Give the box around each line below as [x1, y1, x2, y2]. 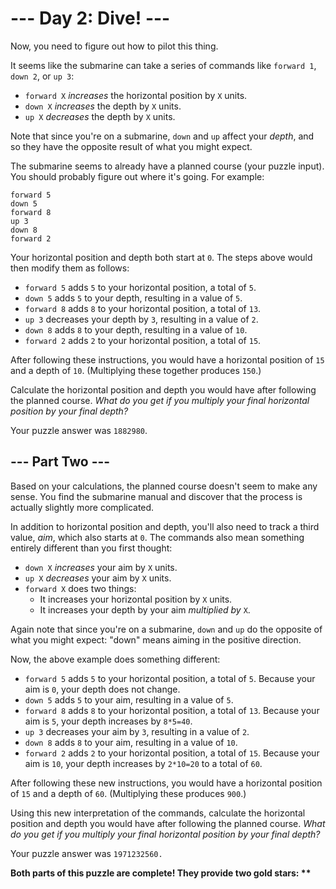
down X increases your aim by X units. [24, 561, 178, 573]
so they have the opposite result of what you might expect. [10, 140, 253, 152]
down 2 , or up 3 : [10, 70, 75, 82]
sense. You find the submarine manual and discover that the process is [10, 490, 303, 502]
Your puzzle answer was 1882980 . [10, 424, 148, 436]
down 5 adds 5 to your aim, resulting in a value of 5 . [24, 693, 234, 706]
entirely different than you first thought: [10, 542, 173, 554]
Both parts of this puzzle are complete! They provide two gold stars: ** [10, 867, 312, 879]
